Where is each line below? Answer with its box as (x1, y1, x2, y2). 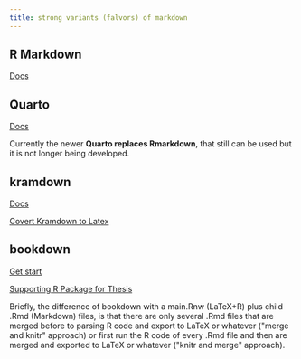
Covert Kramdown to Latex (9, 216, 109, 227)
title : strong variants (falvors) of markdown (9, 13, 188, 23)
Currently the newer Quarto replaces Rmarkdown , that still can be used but (9, 138, 292, 149)
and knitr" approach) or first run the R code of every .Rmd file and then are (9, 329, 287, 340)
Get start (9, 266, 42, 277)
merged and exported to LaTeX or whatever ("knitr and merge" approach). (9, 339, 286, 350)
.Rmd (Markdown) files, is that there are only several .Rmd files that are (9, 310, 274, 321)
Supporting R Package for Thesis (9, 283, 133, 294)
